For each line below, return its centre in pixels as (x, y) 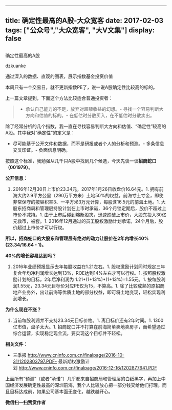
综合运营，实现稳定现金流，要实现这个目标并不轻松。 (69, 333)
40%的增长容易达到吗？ (31, 255)
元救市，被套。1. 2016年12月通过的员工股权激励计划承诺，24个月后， (85, 221)
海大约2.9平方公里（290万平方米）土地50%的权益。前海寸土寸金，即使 (88, 195)
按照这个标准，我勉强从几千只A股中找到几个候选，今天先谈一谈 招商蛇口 (81, 161)
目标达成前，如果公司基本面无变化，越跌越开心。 (61, 391)
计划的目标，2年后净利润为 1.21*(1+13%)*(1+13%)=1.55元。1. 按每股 (89, 279)
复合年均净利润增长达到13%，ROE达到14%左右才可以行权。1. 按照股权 (87, 273)
